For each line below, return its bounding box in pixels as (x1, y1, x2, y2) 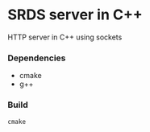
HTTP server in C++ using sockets (7, 32, 123, 42)
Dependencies (7, 52, 66, 64)
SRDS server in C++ (7, 6, 143, 24)
